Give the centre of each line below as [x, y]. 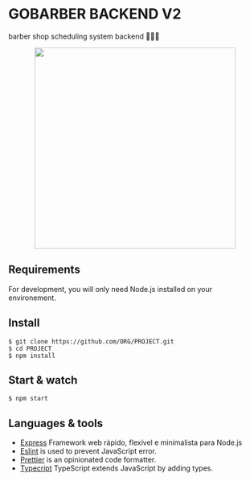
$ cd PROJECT [30, 348]
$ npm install [32, 356]
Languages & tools [55, 423]
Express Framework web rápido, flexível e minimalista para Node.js [131, 442]
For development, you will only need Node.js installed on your [111, 289]
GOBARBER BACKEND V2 [95, 14]
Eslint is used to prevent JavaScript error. [88, 451]
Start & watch [43, 380]
